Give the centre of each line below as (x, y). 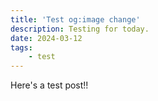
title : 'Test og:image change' (75, 19)
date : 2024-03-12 (46, 38)
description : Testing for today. (80, 29)
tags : (21, 47)
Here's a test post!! (49, 85)
